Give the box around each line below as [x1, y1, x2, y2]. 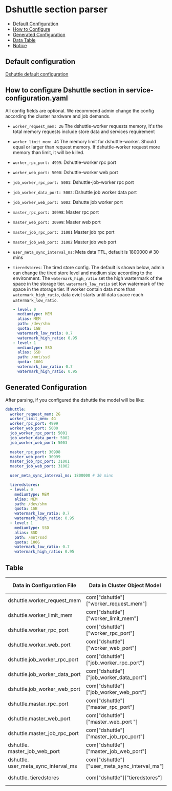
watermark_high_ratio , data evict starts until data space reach [12, 291, 143, 297]
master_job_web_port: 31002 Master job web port [12, 239, 117, 245]
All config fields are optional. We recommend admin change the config [5, 107, 155, 114]
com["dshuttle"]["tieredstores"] [85, 774, 162, 781]
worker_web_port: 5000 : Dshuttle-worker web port [12, 169, 119, 175]
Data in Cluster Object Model [89, 581, 161, 589]
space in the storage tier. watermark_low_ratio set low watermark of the [12, 280, 164, 287]
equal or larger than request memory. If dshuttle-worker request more [12, 144, 160, 150]
